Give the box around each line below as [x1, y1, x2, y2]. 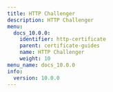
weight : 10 [19, 55, 51, 62]
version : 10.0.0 [13, 74, 60, 82]
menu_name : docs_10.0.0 [7, 62, 76, 68]
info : [7, 68, 23, 75]
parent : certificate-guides [19, 42, 100, 49]
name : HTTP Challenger [19, 49, 85, 56]
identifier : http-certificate [19, 36, 107, 43]
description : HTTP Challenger [7, 17, 94, 24]
